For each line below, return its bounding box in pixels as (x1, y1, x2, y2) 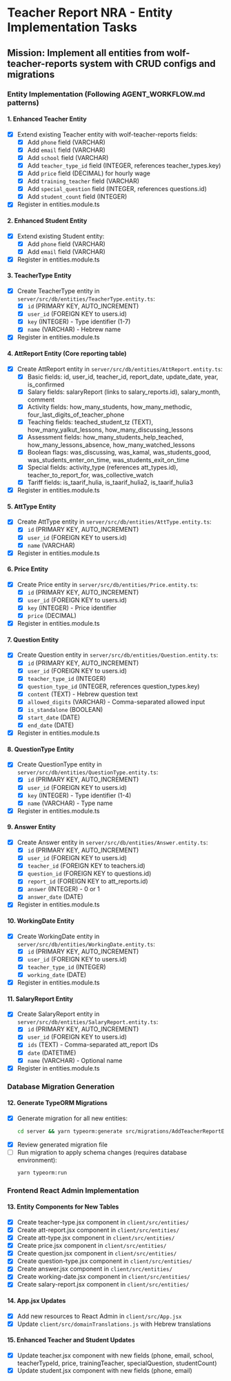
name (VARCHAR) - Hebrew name (27, 326, 121, 334)
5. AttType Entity (7, 502, 57, 510)
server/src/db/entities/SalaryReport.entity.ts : (17, 1017, 159, 1026)
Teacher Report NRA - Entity (7, 5, 173, 21)
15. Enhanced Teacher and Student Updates (7, 1336, 136, 1344)
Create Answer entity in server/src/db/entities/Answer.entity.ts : (17, 838, 208, 846)
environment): (17, 1155, 57, 1164)
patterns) (7, 98, 39, 108)
